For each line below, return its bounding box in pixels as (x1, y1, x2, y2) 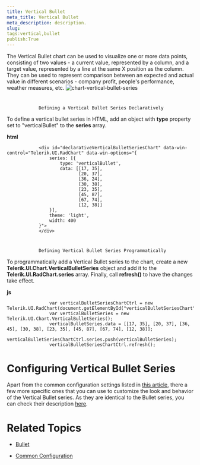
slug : (7, 25, 20, 32)
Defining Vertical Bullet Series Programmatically (38, 248, 167, 254)
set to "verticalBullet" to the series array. (7, 122, 107, 129)
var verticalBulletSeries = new (49, 310, 129, 317)
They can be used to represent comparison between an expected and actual (7, 72, 194, 78)
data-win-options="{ (86, 150, 137, 156)
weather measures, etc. (7, 84, 65, 91)
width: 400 (49, 218, 77, 224)
